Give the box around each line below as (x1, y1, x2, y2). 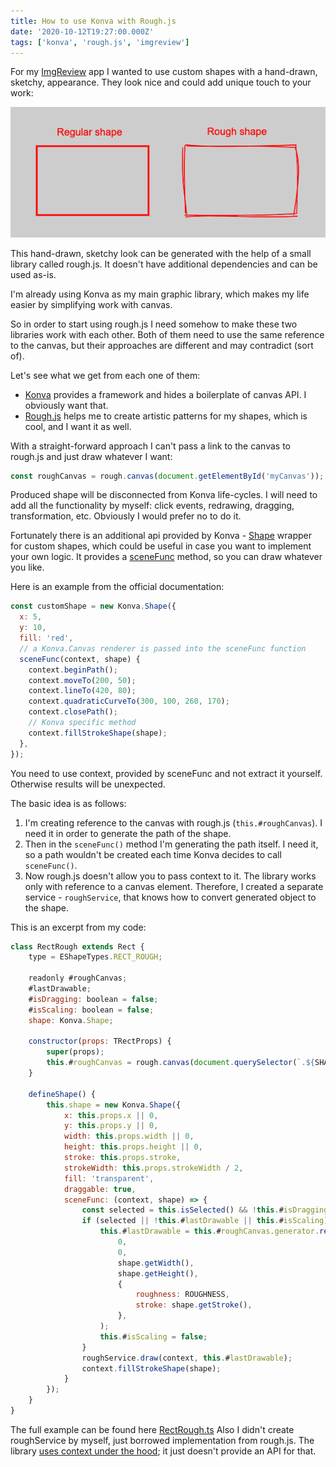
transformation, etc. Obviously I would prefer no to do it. (10, 510, 242, 522)
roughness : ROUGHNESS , (135, 1290, 230, 1300)
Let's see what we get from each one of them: (10, 369, 201, 381)
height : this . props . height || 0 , (63, 1142, 203, 1152)
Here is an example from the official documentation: (10, 581, 225, 593)
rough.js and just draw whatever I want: (10, 450, 173, 462)
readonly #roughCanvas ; (28, 973, 128, 984)
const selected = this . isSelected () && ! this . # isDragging (81, 1205, 329, 1215)
